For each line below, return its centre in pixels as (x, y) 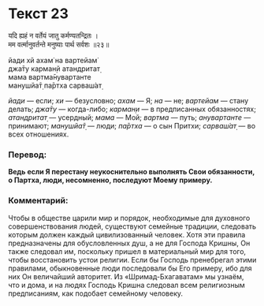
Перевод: (28, 155)
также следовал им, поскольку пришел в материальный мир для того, (127, 251)
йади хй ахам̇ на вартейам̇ (53, 60)
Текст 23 (38, 14)
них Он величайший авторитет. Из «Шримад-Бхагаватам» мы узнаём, (126, 276)
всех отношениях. (39, 134)
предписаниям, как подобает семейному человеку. (96, 293)
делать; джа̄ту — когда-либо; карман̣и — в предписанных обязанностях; (132, 109)
